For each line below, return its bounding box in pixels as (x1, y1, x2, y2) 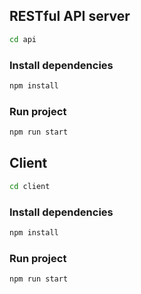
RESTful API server (9, 8, 131, 25)
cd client (9, 181, 51, 191)
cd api (9, 34, 37, 44)
